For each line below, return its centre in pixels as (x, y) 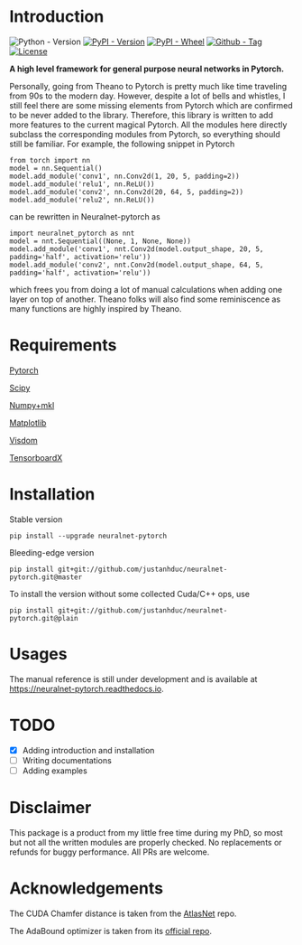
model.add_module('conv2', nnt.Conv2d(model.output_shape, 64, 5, (137, 265)
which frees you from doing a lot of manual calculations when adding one (146, 289)
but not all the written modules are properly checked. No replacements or (146, 842)
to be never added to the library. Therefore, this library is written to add (141, 115)
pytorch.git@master (46, 577)
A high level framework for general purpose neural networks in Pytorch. (147, 69)
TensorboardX (36, 457)
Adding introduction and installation (88, 750)
